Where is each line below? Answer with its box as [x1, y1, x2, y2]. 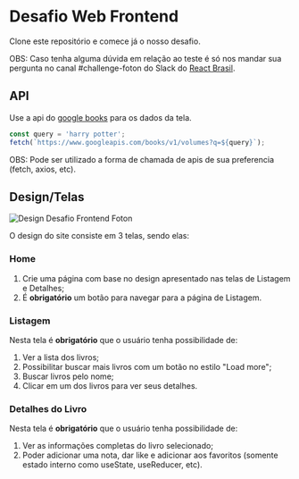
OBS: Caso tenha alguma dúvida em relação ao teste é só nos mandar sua [9, 53, 282, 63]
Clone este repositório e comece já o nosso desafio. [9, 36, 201, 46]
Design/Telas [9, 189, 85, 205]
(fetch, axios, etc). [9, 164, 76, 174]
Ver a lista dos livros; [21, 351, 100, 363]
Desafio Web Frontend [9, 6, 179, 27]
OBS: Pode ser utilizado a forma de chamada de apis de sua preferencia [9, 154, 275, 164]
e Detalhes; [21, 282, 65, 293]
